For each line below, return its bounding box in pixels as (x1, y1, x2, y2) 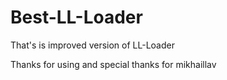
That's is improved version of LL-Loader (10, 39, 175, 51)
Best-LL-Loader (10, 6, 143, 29)
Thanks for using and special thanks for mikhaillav (10, 58, 217, 70)
